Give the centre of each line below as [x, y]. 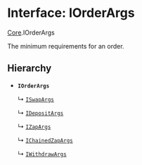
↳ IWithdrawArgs [42, 154]
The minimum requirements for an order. [66, 46]
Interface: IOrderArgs [71, 13]
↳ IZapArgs [34, 126]
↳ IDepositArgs [40, 112]
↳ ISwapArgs [35, 99]
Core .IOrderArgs [31, 32]
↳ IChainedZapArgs [45, 140]
